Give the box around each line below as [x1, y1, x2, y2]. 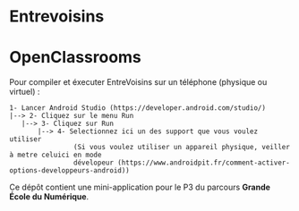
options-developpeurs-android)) [9, 166, 130, 175]
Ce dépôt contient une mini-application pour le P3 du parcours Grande [9, 181, 271, 193]
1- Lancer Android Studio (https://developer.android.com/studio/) [9, 104, 267, 113]
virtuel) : [9, 87, 40, 97]
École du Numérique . [9, 191, 90, 202]
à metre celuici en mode [9, 150, 102, 160]
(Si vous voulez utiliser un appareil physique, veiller [73, 143, 291, 152]
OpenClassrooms [9, 47, 141, 68]
